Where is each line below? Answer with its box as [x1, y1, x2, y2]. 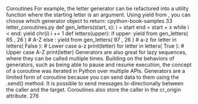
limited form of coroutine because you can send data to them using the [6, 73, 179, 80]
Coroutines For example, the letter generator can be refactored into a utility [6, 5, 189, 12]
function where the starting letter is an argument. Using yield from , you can [6, 11, 191, 18]
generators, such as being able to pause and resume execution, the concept [6, 61, 192, 68]
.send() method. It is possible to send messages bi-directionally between [6, 80, 184, 87]
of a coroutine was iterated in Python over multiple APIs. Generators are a [6, 68, 186, 74]
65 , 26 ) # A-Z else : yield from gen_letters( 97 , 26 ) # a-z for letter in [6, 36, 177, 43]
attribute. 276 [6, 92, 40, 99]
